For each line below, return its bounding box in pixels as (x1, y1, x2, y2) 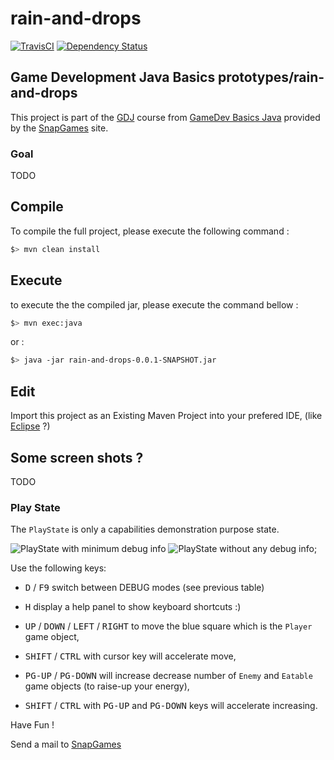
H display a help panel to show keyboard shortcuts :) (24, 601, 242, 613)
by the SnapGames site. (10, 122, 109, 134)
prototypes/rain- (218, 69, 325, 86)
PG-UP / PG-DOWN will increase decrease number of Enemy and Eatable (24, 670, 313, 682)
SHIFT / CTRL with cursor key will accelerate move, (24, 650, 237, 662)
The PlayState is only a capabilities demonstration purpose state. (10, 523, 280, 536)
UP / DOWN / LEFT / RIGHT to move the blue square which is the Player (24, 620, 313, 632)
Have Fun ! (10, 719, 55, 731)
